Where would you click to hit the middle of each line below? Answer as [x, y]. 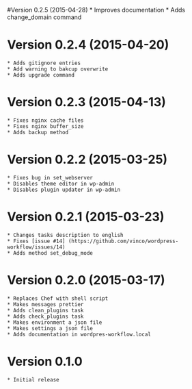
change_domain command [44, 17]
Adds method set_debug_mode [53, 253]
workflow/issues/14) [37, 247]
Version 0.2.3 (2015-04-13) [86, 102]
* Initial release [33, 379]
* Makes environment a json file [55, 322]
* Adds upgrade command [41, 75]
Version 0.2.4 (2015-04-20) [88, 45]
